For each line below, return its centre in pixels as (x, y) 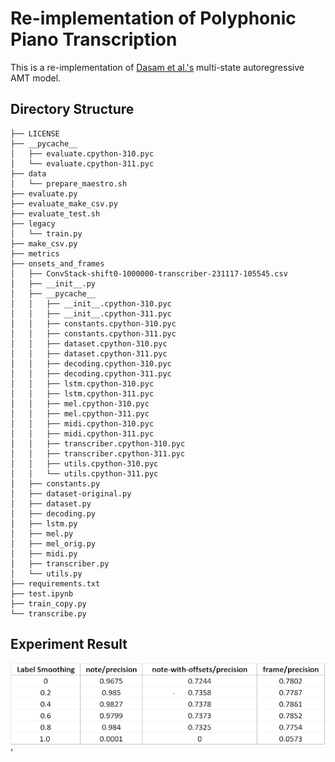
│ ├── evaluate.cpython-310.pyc (82, 153)
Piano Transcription (94, 39)
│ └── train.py (46, 233)
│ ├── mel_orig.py (53, 543)
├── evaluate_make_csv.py (64, 203)
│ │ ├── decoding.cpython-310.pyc (91, 363)
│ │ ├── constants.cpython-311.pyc (93, 333)
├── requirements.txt (55, 583)
